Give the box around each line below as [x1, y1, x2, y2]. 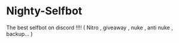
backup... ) [6, 30, 33, 37]
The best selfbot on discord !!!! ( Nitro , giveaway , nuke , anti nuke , [6, 24, 174, 31]
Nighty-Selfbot [6, 4, 83, 18]
